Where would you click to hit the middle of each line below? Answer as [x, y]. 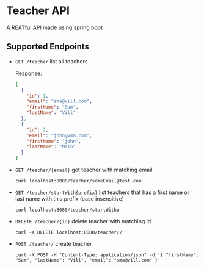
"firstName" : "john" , [54, 141]
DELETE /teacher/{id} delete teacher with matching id [83, 221]
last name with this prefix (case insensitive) [69, 199]
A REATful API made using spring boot [54, 27]
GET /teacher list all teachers [51, 61]
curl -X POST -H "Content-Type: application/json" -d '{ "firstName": [107, 255]
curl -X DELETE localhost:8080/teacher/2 [68, 232]
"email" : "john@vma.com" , [60, 135]
